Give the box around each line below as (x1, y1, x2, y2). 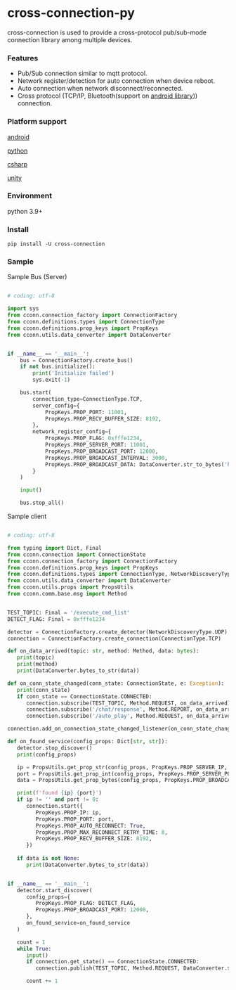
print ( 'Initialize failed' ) (32, 370, 114, 377)
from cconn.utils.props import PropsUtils (7, 584, 133, 591)
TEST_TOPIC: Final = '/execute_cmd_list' (7, 609, 131, 616)
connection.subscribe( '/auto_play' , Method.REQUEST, (25, 712, 184, 720)
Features (7, 53, 39, 63)
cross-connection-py (7, 5, 136, 21)
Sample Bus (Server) (7, 273, 67, 281)
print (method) (16, 661, 58, 668)
